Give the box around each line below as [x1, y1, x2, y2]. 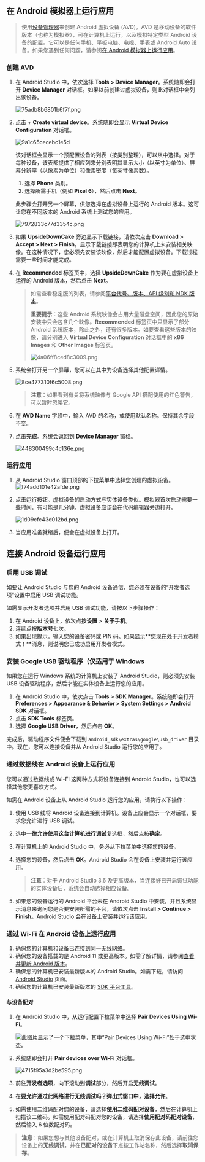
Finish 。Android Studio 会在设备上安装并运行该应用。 [15, 913, 151, 920]
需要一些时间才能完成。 [15, 256, 75, 263]
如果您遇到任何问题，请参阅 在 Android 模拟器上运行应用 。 [32, 46, 179, 53]
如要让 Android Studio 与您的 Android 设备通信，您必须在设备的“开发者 [6, 583, 185, 591]
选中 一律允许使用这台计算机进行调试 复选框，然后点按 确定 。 [15, 830, 166, 837]
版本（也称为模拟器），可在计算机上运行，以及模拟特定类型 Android [21, 31, 191, 38]
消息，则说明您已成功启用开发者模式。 [31, 641, 129, 648]
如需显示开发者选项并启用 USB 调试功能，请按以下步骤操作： [6, 604, 160, 612]
